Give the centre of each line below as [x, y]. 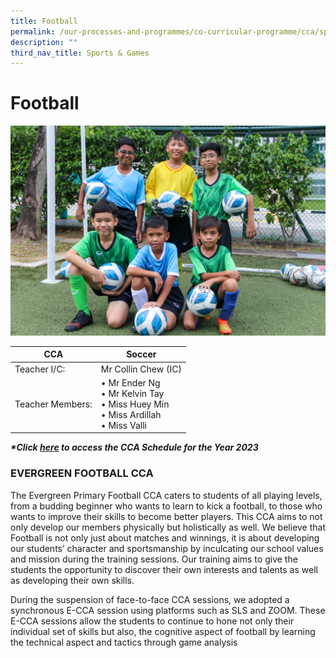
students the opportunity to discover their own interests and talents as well [164, 569]
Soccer [141, 354]
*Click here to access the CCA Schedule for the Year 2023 [134, 447]
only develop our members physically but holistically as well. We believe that [168, 527]
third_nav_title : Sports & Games [80, 53]
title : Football [44, 21]
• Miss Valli [124, 425]
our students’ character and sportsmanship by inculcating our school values [167, 548]
